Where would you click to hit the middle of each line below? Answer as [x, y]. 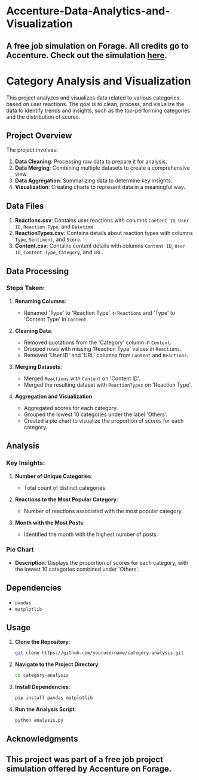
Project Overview [39, 135]
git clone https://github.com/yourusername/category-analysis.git [99, 653]
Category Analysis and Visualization [99, 81]
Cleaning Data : [33, 330]
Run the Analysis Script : [45, 709]
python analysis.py [39, 721]
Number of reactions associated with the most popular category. [103, 511]
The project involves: [32, 150]
